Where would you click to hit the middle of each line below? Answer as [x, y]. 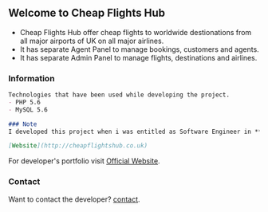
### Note [23, 124]
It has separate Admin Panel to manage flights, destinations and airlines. [138, 57]
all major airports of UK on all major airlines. [92, 41]
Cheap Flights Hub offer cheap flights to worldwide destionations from [136, 32]
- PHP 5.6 [25, 102]
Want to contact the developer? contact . [75, 199]
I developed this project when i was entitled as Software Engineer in [130, 132]
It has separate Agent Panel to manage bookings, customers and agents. [139, 49]
